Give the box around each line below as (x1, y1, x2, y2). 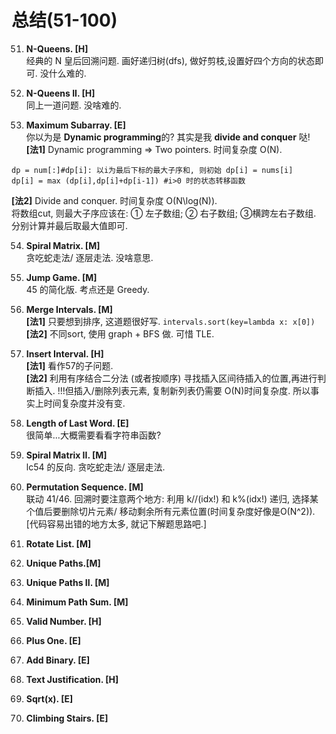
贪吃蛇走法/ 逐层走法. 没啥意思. (25, 251, 154, 263)
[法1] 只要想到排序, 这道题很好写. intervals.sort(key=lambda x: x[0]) (25, 315, 316, 327)
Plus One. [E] (25, 634, 81, 646)
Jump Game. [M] (25, 271, 98, 283)
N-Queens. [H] (25, 42, 89, 55)
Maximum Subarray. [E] (25, 119, 127, 131)
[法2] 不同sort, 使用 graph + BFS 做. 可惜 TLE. (25, 327, 215, 340)
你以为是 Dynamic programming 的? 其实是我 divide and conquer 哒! (25, 131, 311, 143)
